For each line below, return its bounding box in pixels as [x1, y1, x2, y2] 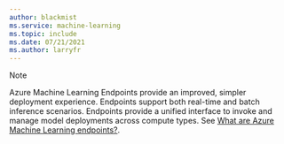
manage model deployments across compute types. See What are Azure [9, 116, 275, 126]
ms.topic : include [9, 29, 77, 38]
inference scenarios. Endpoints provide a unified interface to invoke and [9, 106, 272, 117]
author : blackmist [9, 12, 77, 22]
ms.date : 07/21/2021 [9, 37, 86, 47]
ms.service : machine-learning [9, 21, 122, 30]
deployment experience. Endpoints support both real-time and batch [9, 96, 260, 107]
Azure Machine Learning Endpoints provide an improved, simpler [9, 87, 247, 98]
